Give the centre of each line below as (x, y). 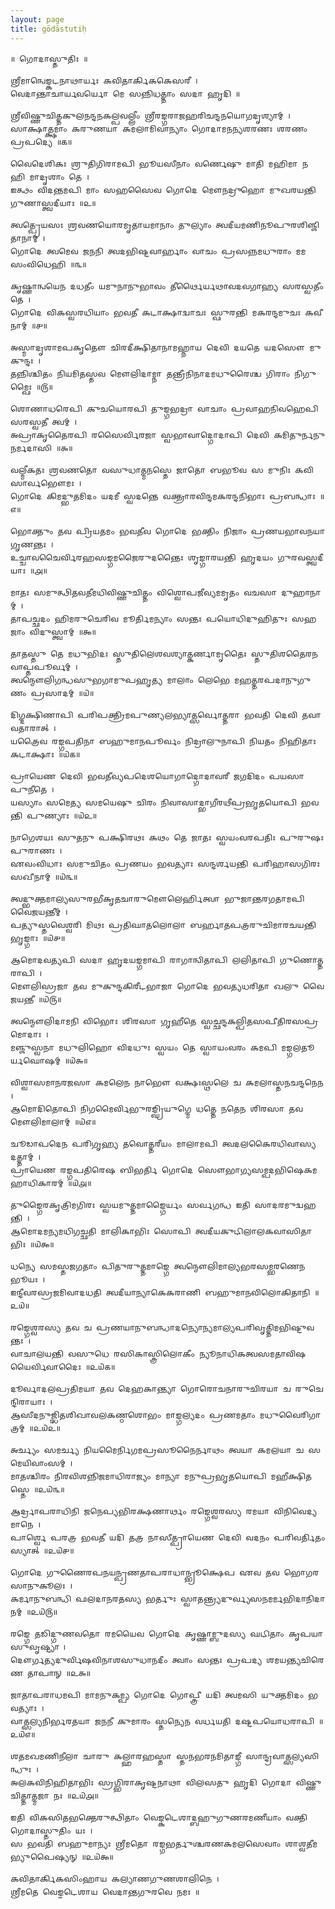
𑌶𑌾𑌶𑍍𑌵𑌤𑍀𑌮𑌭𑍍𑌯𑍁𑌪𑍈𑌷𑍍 (301, 1844)
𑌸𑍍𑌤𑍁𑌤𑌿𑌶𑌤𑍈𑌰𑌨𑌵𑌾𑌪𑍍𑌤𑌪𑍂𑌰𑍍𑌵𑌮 (284, 654)
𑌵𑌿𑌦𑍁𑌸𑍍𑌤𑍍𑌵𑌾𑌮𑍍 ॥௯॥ (63, 632)
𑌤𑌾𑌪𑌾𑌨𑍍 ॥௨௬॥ (59, 1673)
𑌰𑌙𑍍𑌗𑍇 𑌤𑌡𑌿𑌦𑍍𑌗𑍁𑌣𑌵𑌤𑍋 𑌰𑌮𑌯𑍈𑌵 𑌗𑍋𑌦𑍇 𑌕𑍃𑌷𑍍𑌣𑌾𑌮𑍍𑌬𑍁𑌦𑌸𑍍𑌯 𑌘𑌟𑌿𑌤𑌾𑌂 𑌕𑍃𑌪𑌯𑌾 (167, 1634)
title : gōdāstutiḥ (48, 29)
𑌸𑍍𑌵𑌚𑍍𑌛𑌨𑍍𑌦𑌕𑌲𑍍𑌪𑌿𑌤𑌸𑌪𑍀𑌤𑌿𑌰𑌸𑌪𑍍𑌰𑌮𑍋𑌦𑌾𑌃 (259, 1021)
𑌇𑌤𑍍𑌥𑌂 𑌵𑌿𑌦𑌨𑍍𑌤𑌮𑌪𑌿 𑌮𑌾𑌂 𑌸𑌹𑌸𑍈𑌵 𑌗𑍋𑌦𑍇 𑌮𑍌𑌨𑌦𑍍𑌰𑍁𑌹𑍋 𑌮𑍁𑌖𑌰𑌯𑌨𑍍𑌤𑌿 (163, 190)
